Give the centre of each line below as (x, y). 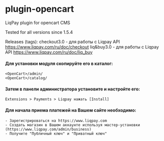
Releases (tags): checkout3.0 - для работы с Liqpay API (62, 42)
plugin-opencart (40, 9)
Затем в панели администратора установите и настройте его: (73, 89)
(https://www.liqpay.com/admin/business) (48, 129)
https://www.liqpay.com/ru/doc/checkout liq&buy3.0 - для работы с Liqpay (82, 47)
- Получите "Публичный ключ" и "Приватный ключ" (56, 134)
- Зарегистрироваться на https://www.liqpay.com (56, 121)
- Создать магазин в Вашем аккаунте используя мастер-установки (73, 125)
